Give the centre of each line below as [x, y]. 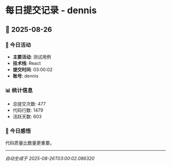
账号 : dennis [25, 76]
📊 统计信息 [19, 90]
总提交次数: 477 [29, 104]
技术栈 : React [27, 63]
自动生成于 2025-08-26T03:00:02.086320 [50, 158]
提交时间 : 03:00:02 [33, 70]
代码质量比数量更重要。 [30, 143]
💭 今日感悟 [18, 131]
